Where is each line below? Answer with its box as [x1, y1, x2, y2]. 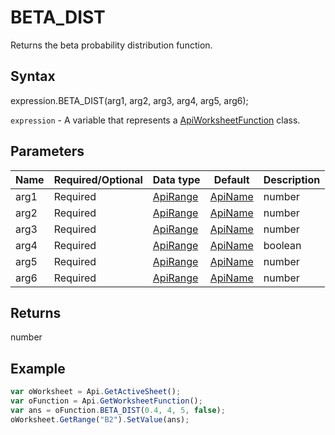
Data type [152, 172, 201, 186]
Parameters [10, 143, 85, 160]
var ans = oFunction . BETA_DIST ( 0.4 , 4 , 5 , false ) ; [10, 405, 226, 415]
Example [10, 360, 66, 377]
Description [263, 172, 321, 186]
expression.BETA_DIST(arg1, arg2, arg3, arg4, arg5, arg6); [10, 94, 249, 106]
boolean [263, 238, 302, 252]
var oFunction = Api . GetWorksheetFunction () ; [10, 396, 203, 406]
